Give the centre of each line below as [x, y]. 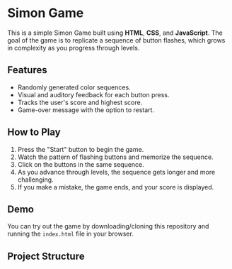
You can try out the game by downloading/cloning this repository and [108, 226]
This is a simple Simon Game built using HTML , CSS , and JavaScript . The [115, 33]
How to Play [34, 132]
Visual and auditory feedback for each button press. [93, 94]
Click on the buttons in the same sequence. [81, 164]
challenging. [36, 180]
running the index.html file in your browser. [71, 234]
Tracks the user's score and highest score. [80, 102]
